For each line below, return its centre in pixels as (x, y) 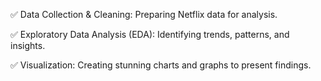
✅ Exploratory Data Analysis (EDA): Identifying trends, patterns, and (150, 34)
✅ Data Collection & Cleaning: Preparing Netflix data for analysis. (144, 14)
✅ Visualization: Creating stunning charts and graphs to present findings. (161, 65)
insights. (28, 45)
